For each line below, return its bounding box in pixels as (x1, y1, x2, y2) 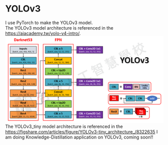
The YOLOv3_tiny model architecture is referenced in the (5, 123, 123, 129)
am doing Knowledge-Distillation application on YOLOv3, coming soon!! (5, 134, 153, 140)
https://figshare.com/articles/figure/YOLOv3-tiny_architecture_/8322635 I (5, 128, 158, 134)
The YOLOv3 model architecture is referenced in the (5, 25, 114, 31)
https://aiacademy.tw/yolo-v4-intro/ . (5, 30, 81, 36)
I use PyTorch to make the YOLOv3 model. (5, 20, 93, 26)
